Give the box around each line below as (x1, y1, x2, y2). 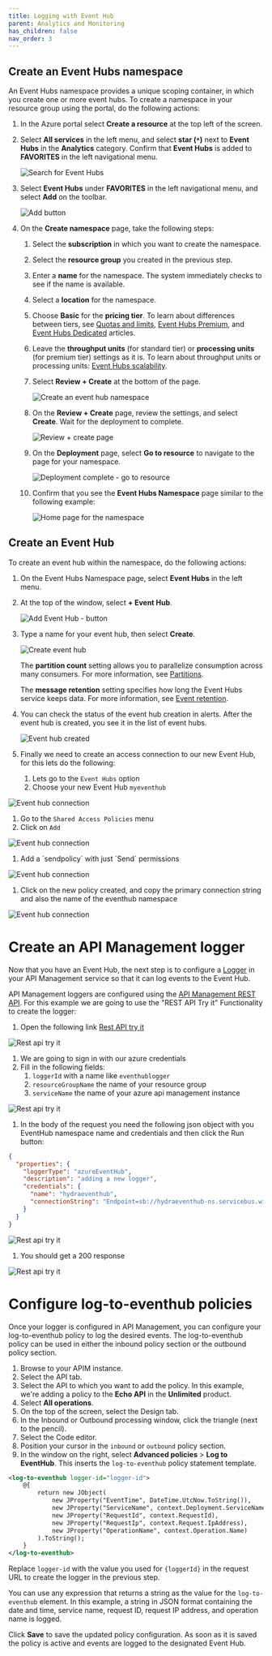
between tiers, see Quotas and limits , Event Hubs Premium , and (32, 320, 244, 329)
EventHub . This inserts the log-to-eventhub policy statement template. (19, 1458, 257, 1468)
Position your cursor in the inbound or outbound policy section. (19, 1441, 227, 1451)
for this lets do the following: (19, 758, 116, 768)
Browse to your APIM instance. (19, 1363, 124, 1373)
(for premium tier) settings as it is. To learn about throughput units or (32, 352, 261, 362)
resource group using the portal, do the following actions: (8, 103, 200, 114)
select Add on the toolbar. (19, 192, 108, 202)
